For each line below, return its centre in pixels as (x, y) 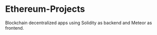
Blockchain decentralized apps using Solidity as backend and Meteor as (78, 23)
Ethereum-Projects (45, 9)
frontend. (15, 28)
